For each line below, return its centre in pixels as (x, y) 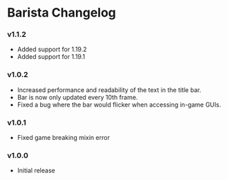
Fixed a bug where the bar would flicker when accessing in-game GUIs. (119, 105)
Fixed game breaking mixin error (64, 138)
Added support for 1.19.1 (51, 57)
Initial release (36, 170)
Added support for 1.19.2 (52, 49)
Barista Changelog (61, 13)
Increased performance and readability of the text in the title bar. (109, 90)
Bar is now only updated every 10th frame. (77, 97)
